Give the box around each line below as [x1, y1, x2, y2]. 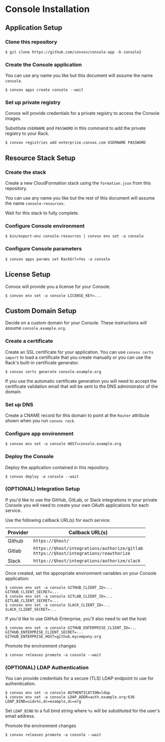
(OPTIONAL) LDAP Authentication [5, 664, 89, 671]
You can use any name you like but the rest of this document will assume [5, 195, 155, 201]
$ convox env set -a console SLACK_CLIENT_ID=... [5, 602, 111, 607]
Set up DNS [5, 401, 33, 408]
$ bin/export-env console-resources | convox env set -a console [5, 234, 144, 239]
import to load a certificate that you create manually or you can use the [5, 354, 151, 360]
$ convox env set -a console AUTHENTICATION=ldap [5, 690, 111, 696]
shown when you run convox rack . [5, 418, 76, 424]
